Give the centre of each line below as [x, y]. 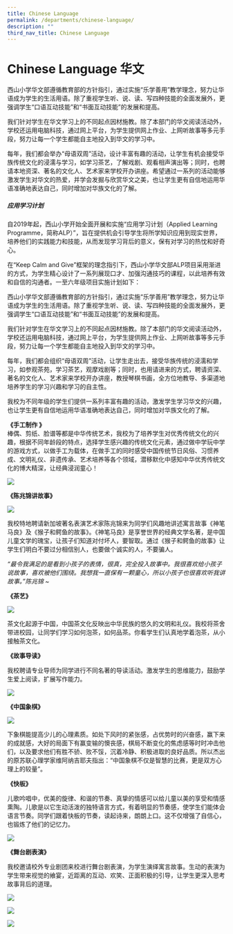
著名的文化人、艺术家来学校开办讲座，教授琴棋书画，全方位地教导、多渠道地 [116, 378]
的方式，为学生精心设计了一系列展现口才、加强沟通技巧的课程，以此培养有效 [116, 273]
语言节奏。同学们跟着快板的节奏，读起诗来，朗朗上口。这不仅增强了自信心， [116, 816]
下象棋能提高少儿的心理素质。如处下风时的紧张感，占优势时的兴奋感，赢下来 [116, 735]
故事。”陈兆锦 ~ [28, 581]
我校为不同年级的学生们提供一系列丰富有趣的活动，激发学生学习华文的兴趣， [116, 401]
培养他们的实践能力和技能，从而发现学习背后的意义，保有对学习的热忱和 [110, 241]
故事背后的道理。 [31, 884]
